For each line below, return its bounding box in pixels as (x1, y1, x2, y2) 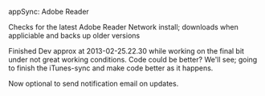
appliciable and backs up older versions (8, 31, 141, 40)
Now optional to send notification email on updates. (8, 79, 179, 88)
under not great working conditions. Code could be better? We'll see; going (8, 55, 258, 64)
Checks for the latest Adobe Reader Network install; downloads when (8, 22, 238, 31)
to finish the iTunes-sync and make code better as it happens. (8, 63, 214, 73)
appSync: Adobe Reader (8, 7, 90, 16)
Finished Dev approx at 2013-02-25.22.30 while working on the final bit (8, 46, 245, 55)
